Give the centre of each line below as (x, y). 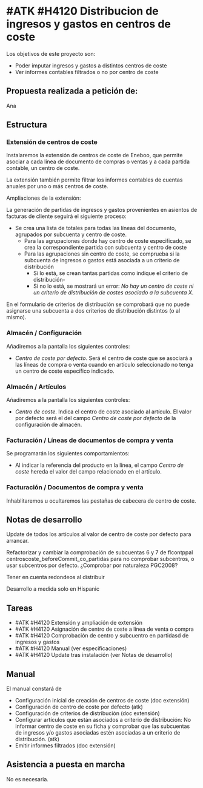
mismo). (16, 318)
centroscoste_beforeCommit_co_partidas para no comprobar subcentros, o (100, 559)
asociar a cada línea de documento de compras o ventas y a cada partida (98, 161)
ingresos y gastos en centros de (88, 24)
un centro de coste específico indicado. (65, 371)
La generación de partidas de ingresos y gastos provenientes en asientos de (102, 210)
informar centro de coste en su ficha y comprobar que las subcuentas (102, 726)
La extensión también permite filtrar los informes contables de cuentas (95, 180)
